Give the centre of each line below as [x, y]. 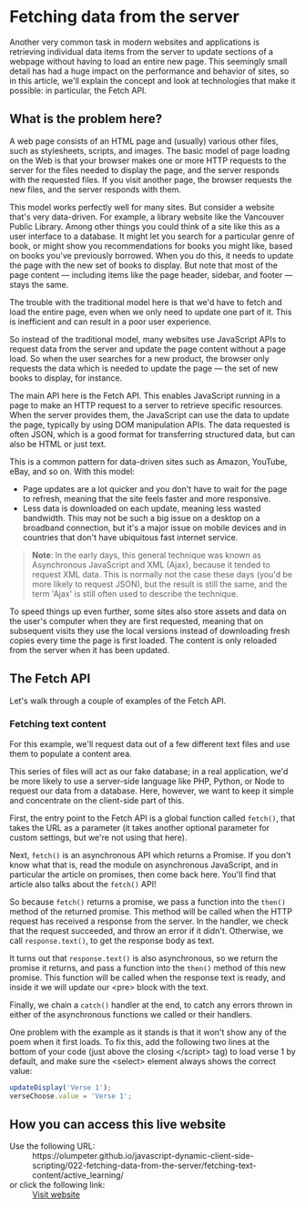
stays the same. [39, 284]
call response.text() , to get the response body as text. [112, 940]
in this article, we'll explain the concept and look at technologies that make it [152, 80]
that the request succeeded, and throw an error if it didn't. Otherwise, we [147, 930]
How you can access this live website [118, 1124]
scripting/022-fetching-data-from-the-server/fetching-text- [144, 1166]
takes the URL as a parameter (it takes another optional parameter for [140, 827]
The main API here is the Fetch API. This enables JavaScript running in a [145, 395]
